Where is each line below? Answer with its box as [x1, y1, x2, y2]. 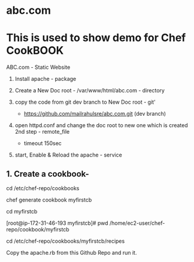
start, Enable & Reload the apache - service [14, 151, 123, 159]
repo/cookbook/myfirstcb [6, 225, 70, 233]
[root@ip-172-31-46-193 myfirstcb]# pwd [6, 219, 109, 227]
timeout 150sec [23, 140, 62, 147]
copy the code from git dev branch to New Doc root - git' [14, 98, 156, 106]
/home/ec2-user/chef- [109, 219, 165, 227]
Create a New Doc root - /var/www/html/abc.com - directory [14, 87, 165, 94]
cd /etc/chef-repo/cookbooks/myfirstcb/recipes [6, 237, 125, 245]
